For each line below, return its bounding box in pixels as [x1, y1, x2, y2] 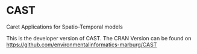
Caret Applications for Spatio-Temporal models [6, 23, 124, 30]
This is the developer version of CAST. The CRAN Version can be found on [6, 34, 192, 42]
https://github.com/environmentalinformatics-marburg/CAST [6, 41, 157, 48]
